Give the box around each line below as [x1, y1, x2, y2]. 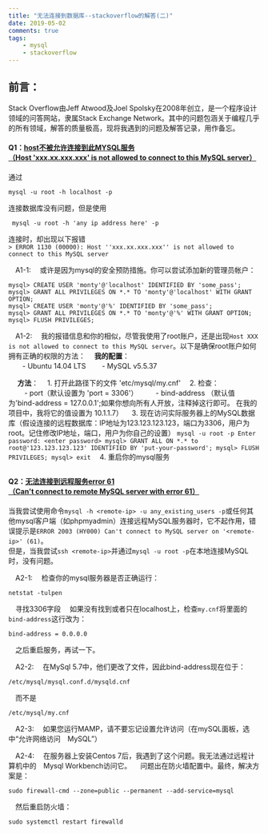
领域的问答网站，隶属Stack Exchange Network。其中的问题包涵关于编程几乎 [8, 113, 260, 122]
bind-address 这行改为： [8, 614, 86, 624]
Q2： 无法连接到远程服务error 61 [8, 477, 114, 486]
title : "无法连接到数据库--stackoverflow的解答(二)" [8, 11, 174, 20]
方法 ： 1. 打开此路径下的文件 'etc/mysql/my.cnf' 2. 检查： [17, 378, 220, 388]
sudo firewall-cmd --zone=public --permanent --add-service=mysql [8, 787, 234, 796]
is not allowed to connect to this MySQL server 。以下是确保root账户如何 [8, 341, 257, 351]
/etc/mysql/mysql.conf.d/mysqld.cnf [8, 678, 130, 686]
